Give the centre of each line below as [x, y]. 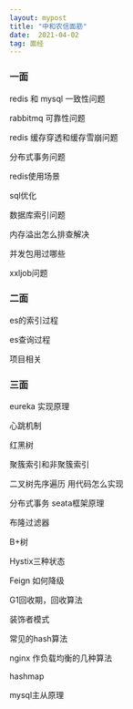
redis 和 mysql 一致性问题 [57, 98]
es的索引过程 [34, 320]
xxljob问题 [29, 272]
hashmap [27, 676]
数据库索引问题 [37, 214]
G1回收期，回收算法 [46, 600]
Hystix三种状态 [37, 561]
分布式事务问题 [37, 157]
